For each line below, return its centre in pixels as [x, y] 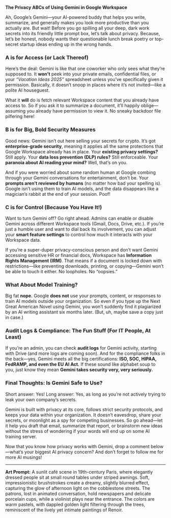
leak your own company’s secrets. [41, 399]
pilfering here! [20, 116]
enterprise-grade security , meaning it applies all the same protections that [84, 146]
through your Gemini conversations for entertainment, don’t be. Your [77, 177]
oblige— [150, 106]
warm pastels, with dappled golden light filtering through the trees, [75, 504]
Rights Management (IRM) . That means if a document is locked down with [84, 261]
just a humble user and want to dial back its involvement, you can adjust [81, 229]
